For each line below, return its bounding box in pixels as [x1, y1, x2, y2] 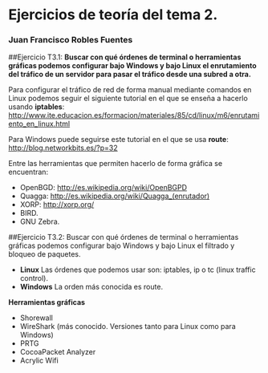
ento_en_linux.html [8, 119, 71, 129]
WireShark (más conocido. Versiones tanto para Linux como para [19, 322, 236, 331]
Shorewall [19, 313, 54, 322]
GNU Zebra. [19, 217, 60, 226]
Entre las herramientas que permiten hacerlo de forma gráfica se [8, 159, 223, 168]
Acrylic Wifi [19, 355, 59, 366]
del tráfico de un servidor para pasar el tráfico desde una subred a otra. [8, 70, 251, 79]
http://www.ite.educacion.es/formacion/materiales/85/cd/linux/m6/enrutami [8, 111, 260, 120]
